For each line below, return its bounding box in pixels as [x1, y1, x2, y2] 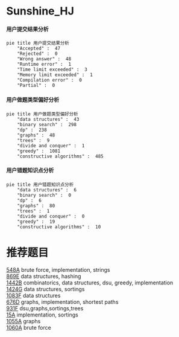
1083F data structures [6, 292, 61, 299]
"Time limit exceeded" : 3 [17, 66, 87, 73]
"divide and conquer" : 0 [17, 213, 85, 219]
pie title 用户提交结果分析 [6, 40, 69, 47]
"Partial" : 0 [17, 83, 55, 89]
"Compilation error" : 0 [17, 77, 83, 83]
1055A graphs [6, 317, 41, 324]
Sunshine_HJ [6, 4, 74, 18]
